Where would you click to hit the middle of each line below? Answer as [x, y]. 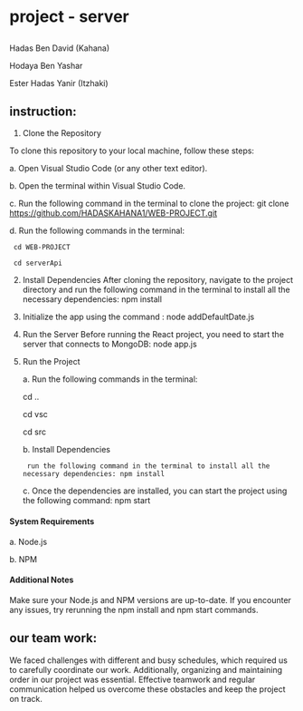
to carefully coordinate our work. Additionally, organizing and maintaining [146, 669]
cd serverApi [38, 263]
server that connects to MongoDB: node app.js [109, 344]
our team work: [53, 638]
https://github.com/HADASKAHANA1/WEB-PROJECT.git [114, 213]
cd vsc [35, 414]
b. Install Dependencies [66, 450]
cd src [34, 432]
